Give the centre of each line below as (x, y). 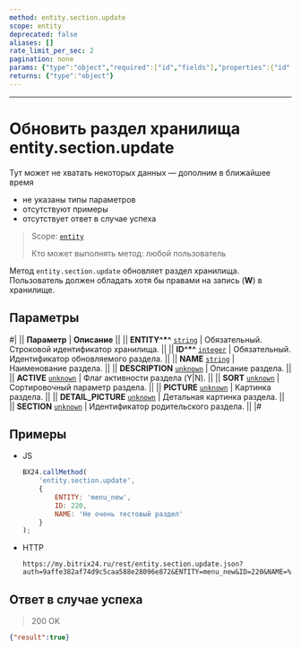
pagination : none (42, 59)
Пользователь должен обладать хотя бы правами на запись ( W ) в (136, 280)
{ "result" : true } (39, 637)
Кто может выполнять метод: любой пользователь (129, 253)
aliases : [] (31, 43)
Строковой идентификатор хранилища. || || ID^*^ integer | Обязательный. (150, 349)
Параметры (44, 318)
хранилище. (32, 290)
